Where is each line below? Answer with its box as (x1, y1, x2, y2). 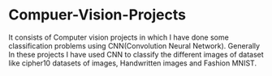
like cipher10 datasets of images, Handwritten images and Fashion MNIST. (8, 58, 257, 68)
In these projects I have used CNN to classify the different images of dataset (8, 49, 264, 59)
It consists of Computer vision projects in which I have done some (8, 32, 229, 42)
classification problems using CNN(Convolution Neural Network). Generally (8, 40, 261, 50)
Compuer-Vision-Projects (8, 6, 187, 24)
